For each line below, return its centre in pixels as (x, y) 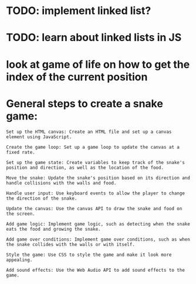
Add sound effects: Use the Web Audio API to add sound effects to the (95, 270)
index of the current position (77, 77)
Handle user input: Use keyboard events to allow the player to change (95, 193)
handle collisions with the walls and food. (61, 183)
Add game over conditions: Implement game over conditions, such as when (98, 239)
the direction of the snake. (42, 198)
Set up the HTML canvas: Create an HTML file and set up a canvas (89, 132)
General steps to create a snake (85, 103)
